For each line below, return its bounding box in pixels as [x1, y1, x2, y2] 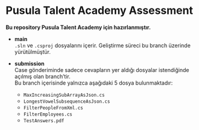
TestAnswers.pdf [23, 117, 65, 124]
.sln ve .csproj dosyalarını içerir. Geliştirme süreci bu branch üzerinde [14, 42, 191, 49]
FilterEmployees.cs [23, 111, 73, 117]
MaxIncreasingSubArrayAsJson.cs [23, 92, 105, 98]
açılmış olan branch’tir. [14, 73, 71, 80]
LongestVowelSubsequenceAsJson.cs [23, 98, 110, 105]
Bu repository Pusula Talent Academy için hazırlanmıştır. [5, 24, 151, 31]
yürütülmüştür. [14, 48, 51, 55]
